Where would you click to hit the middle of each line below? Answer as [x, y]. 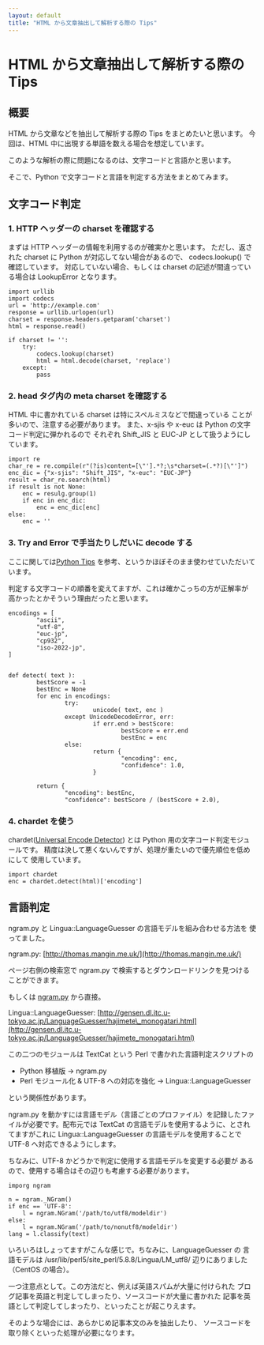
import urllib [32, 292]
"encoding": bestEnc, [100, 793]
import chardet [33, 875]
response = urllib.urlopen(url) [61, 313]
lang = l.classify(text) [49, 1234]
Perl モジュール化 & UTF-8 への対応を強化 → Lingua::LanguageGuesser [135, 1080]
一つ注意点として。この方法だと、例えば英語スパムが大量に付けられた [122, 1286]
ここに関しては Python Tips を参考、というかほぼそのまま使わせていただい [128, 561]
